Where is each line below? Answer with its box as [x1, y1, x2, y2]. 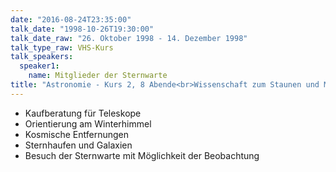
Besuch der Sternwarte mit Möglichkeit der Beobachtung [24, 149, 260, 161]
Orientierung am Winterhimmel [24, 117, 152, 130]
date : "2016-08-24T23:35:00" [10, 14, 132, 25]
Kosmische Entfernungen [24, 128, 130, 140]
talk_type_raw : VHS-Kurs [10, 42, 114, 53]
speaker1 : [19, 61, 60, 71]
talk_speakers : [10, 52, 74, 62]
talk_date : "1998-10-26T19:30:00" [10, 24, 155, 34]
